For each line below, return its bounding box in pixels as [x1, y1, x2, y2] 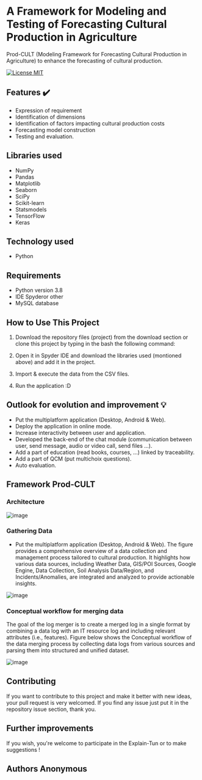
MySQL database [15, 300, 59, 307]
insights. [15, 579, 37, 587]
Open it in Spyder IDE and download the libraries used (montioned [15, 352, 182, 359]
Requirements [6, 270, 61, 281]
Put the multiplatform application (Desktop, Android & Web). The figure [15, 540, 193, 548]
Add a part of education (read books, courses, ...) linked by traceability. [15, 448, 195, 456]
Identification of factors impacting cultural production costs [15, 119, 165, 127]
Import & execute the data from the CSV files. [15, 370, 129, 377]
